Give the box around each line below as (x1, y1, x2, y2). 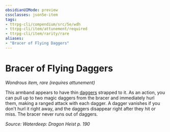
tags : (5, 17, 17, 22)
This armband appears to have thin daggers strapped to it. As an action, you (5, 89, 165, 95)
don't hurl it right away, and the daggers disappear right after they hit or (5, 105, 156, 112)
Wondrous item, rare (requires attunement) (5, 80, 95, 86)
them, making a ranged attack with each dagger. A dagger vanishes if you (5, 100, 160, 106)
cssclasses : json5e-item (5, 12, 58, 17)
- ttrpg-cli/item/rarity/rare (5, 31, 70, 36)
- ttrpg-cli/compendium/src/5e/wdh (5, 21, 81, 27)
